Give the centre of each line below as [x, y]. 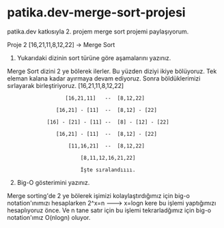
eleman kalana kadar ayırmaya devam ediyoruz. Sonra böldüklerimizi [104, 78]
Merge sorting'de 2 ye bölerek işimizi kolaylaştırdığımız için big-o [98, 195]
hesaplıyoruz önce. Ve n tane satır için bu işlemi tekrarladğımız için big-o [109, 210]
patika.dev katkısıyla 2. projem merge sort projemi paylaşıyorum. [98, 31]
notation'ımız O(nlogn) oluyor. [49, 217]
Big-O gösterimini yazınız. [53, 182]
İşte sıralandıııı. [108, 170]
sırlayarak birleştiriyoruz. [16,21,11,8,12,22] [66, 85]
